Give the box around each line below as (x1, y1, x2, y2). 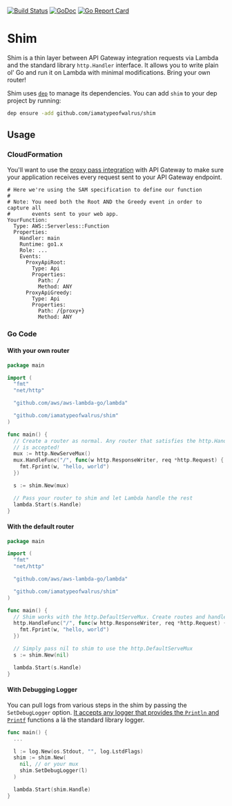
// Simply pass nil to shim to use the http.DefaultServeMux (13, 645, 193, 652)
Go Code (7, 329, 37, 339)
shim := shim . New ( (13, 754, 67, 761)
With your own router (7, 347, 70, 355)
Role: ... (19, 246, 48, 254)
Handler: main (19, 235, 60, 241)
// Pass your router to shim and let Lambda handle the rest (13, 495, 193, 502)
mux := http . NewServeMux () (13, 450, 91, 457)
